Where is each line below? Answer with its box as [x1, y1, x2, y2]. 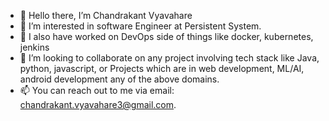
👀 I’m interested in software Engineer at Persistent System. [19, 20, 262, 32]
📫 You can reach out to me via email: [19, 85, 175, 96]
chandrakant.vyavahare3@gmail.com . [19, 99, 177, 110]
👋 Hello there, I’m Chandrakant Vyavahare [19, 10, 193, 21]
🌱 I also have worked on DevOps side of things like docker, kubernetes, [19, 31, 314, 42]
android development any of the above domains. [19, 73, 220, 85]
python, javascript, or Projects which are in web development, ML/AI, [19, 63, 305, 74]
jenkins [19, 41, 50, 53]
